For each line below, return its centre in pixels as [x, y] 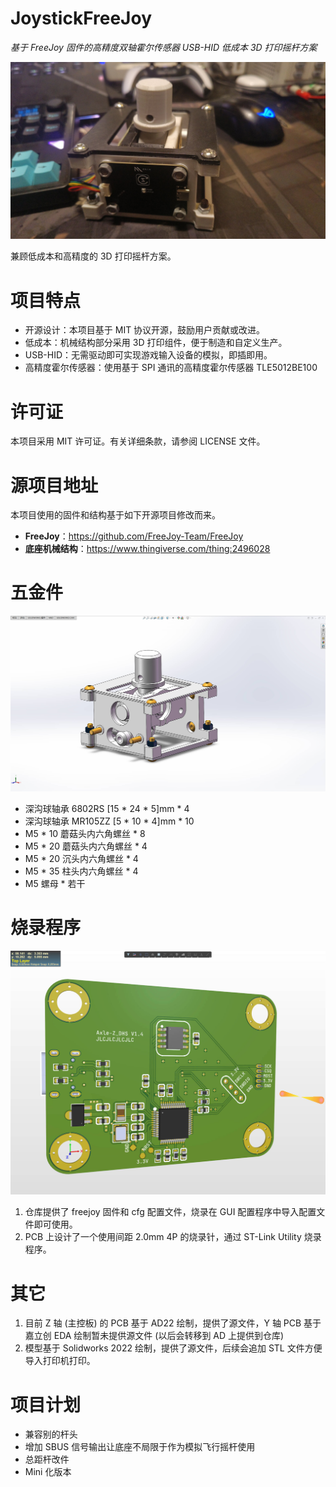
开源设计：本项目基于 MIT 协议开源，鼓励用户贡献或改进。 [145, 330]
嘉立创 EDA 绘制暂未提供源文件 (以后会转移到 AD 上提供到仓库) [154, 1336]
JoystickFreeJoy [81, 18]
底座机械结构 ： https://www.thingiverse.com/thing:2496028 [147, 549]
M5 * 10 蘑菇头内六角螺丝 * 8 [85, 834]
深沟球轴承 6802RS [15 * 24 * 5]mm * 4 [107, 809]
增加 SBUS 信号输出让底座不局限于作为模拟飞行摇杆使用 [140, 1447]
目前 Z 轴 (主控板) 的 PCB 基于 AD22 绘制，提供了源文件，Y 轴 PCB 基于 [173, 1323]
